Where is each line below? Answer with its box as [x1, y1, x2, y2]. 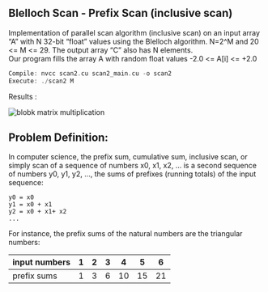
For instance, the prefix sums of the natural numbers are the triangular [8, 229, 243, 239]
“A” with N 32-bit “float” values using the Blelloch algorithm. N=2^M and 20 [8, 36, 259, 46]
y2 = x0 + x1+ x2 [8, 208, 67, 216]
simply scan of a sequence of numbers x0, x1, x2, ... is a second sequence [8, 161, 257, 171]
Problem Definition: [8, 130, 109, 144]
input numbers [12, 256, 71, 268]
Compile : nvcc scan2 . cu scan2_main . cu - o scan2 [8, 69, 172, 78]
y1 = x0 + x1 [8, 201, 53, 209]
